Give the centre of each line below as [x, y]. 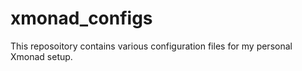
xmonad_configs [81, 18]
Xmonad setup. [41, 56]
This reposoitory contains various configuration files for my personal [151, 46]
